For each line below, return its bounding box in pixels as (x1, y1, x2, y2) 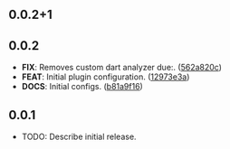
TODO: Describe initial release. (21, 131, 137, 143)
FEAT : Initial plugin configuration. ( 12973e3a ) (21, 71, 190, 82)
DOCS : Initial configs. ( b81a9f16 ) (21, 81, 144, 92)
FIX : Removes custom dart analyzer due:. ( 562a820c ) (21, 62, 223, 73)
